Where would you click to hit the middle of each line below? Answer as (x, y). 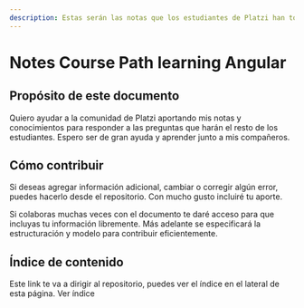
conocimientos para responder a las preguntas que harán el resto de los (144, 127)
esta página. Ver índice (52, 294)
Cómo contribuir (57, 165)
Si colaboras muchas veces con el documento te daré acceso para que (142, 215)
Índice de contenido (66, 262)
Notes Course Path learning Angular (148, 62)
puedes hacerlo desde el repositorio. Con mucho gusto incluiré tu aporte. (146, 197)
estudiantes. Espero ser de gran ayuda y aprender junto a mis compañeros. (150, 137)
